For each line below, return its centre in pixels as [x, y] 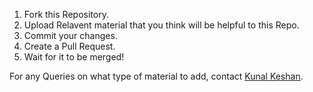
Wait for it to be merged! [74, 57]
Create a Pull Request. [69, 46]
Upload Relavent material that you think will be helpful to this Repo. [161, 25]
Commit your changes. [70, 35]
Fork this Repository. [66, 14]
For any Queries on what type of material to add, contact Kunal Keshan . [156, 76]
